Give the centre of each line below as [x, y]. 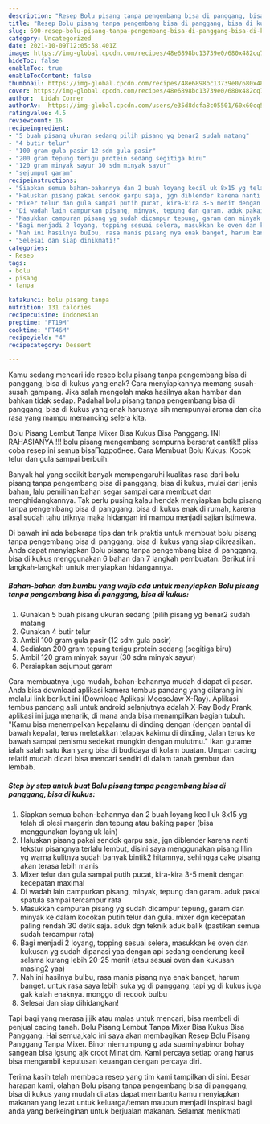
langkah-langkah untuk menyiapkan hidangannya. [91, 567]
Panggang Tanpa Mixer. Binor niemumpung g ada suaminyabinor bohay [127, 1044]
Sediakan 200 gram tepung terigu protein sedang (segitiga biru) [125, 649]
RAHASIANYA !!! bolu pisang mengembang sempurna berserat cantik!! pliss [133, 442]
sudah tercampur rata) [57, 935]
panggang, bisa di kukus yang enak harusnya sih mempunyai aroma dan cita [135, 409]
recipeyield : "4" [37, 338]
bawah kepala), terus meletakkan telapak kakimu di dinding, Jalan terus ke [132, 733]
